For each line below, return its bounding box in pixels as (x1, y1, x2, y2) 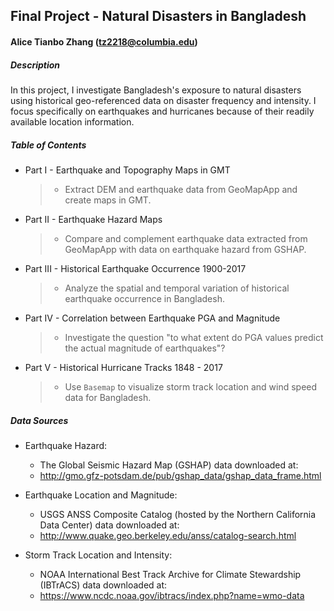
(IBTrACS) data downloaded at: (39, 579, 168, 591)
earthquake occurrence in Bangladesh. (64, 292, 225, 304)
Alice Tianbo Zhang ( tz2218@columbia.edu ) (10, 35, 198, 48)
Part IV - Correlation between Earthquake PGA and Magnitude (24, 312, 281, 324)
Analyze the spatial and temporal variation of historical (64, 282, 290, 294)
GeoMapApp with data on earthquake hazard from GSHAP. (64, 243, 307, 255)
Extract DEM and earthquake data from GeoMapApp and (64, 183, 298, 195)
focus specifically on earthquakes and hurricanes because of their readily (10, 105, 315, 117)
